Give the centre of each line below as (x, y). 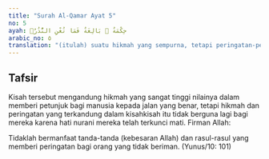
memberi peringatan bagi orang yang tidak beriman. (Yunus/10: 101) (120, 146)
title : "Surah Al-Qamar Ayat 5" (62, 16)
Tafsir (23, 78)
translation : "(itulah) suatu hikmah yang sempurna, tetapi (111, 46)
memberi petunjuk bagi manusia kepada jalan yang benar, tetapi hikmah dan (134, 105)
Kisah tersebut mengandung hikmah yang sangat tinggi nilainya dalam (124, 97)
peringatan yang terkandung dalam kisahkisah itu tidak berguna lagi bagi (128, 113)
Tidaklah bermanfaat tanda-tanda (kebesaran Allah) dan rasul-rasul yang (129, 137)
